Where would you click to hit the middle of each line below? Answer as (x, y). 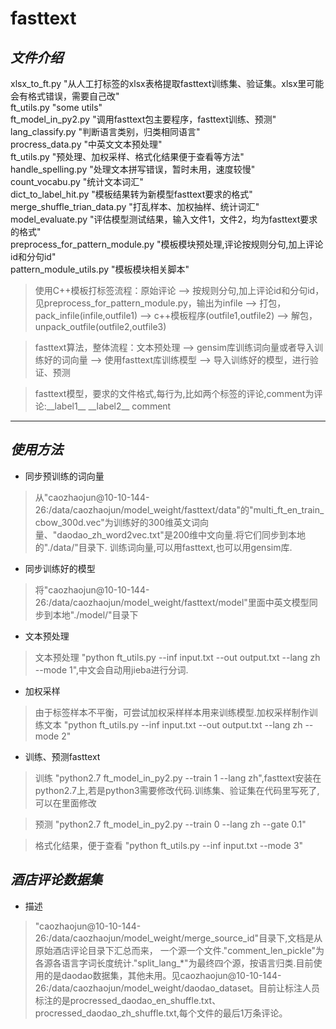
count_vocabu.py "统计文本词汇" (77, 181)
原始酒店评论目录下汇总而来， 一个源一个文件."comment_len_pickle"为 (179, 950)
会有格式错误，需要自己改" (65, 96)
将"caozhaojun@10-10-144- (92, 589)
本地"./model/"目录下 (95, 614)
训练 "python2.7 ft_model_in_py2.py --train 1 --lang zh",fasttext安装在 (178, 778)
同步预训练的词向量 (64, 476)
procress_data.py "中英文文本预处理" (86, 144)
